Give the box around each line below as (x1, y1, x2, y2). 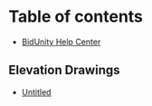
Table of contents (8, 6, 144, 27)
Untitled (21, 86, 52, 97)
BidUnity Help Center (21, 36, 101, 47)
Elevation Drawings (8, 63, 120, 78)
